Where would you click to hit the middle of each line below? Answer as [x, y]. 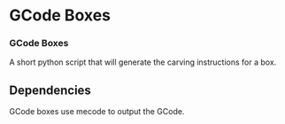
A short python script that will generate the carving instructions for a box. [143, 62]
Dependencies [50, 90]
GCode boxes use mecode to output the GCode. [97, 112]
